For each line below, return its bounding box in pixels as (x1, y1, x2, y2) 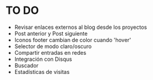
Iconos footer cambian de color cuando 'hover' (14, 36, 131, 43)
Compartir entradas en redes (14, 49, 87, 56)
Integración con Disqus (14, 55, 72, 63)
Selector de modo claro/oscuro (14, 43, 92, 50)
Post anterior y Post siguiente (14, 29, 88, 37)
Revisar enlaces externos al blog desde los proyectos (14, 23, 147, 31)
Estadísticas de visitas (14, 68, 70, 75)
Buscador (14, 61, 39, 69)
